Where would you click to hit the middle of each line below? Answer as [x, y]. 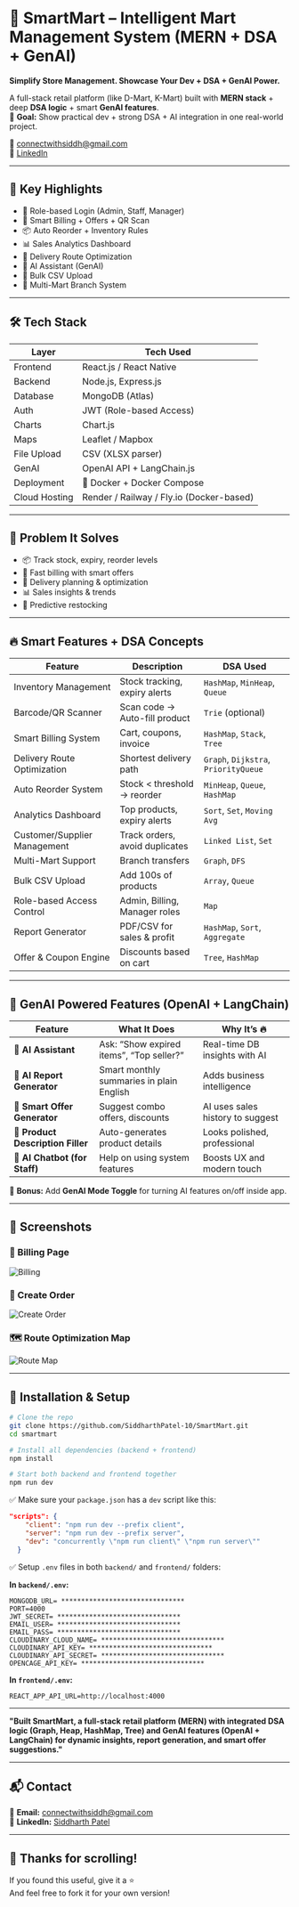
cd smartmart [33, 1434]
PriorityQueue [234, 770]
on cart [134, 963]
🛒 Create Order [42, 1294]
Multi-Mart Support [55, 861]
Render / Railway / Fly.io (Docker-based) [168, 497]
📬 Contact [40, 1786]
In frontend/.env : [41, 1680]
